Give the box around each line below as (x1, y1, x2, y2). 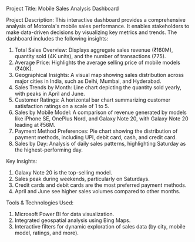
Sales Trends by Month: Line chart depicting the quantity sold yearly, (14, 84, 181, 90)
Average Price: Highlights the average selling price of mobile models (14, 59, 180, 66)
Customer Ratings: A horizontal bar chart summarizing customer (14, 96, 171, 103)
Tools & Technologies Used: (6, 199, 74, 206)
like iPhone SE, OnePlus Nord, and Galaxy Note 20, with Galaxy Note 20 (14, 115, 189, 122)
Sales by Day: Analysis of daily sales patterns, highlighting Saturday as (14, 140, 186, 147)
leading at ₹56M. (14, 122, 56, 128)
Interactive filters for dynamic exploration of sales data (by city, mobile (14, 223, 186, 230)
